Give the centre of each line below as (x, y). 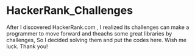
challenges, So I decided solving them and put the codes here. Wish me (97, 40)
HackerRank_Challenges (69, 11)
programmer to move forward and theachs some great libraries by (89, 33)
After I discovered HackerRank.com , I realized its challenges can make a (98, 27)
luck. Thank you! (27, 46)
